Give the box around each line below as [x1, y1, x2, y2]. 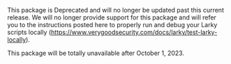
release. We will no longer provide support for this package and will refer [7, 13, 216, 22]
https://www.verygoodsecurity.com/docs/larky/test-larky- [51, 28, 218, 36]
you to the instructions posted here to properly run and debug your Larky [7, 21, 218, 29]
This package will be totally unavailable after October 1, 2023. [7, 49, 185, 57]
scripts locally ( [7, 28, 52, 36]
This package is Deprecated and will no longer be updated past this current [7, 6, 225, 14]
